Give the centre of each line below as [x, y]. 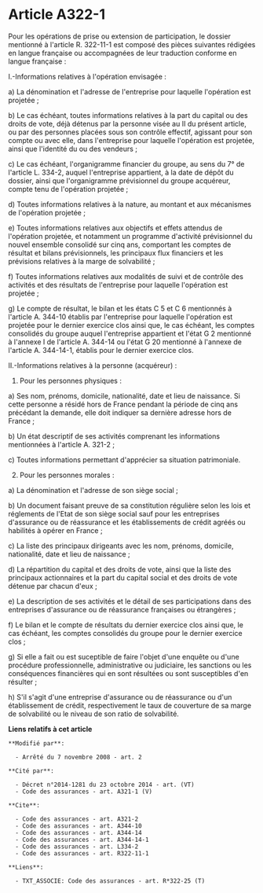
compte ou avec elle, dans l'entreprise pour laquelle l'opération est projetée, [131, 140]
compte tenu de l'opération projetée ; [68, 189]
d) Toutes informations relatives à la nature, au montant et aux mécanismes [130, 204]
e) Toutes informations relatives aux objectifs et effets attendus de [115, 228]
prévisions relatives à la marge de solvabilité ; [82, 261]
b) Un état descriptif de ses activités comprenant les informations [114, 436]
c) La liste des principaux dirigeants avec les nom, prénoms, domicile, [121, 546]
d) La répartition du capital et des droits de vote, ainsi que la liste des [120, 569]
